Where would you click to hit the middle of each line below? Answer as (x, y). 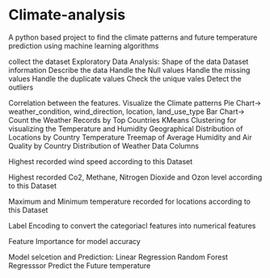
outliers (21, 87)
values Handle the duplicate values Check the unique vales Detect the (125, 78)
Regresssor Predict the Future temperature (80, 265)
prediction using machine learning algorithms (84, 45)
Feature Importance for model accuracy (75, 241)
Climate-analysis (67, 15)
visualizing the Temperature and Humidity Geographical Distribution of (126, 128)
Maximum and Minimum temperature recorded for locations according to (129, 201)
